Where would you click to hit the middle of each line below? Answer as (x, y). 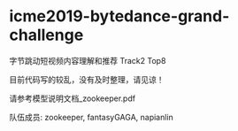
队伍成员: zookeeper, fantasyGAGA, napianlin (92, 117)
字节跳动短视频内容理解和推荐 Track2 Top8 (88, 60)
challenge (46, 35)
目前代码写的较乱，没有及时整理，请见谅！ (87, 79)
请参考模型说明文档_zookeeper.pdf (72, 98)
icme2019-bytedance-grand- (119, 16)
